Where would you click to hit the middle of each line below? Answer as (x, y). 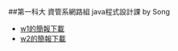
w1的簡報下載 (42, 29)
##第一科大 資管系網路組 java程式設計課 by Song (89, 12)
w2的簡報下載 (43, 39)
